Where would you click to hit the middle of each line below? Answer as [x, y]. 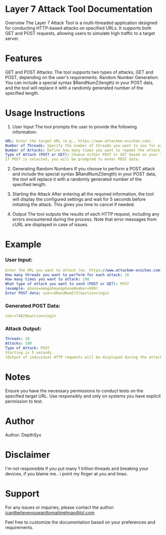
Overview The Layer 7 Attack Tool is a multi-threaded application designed [81, 23]
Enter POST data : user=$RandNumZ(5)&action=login [57, 293]
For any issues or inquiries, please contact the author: [60, 507]
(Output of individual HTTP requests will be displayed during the [76, 357]
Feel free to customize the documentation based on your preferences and [80, 522]
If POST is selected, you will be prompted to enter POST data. [73, 159]
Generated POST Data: [33, 306]
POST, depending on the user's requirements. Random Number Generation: [82, 77]
